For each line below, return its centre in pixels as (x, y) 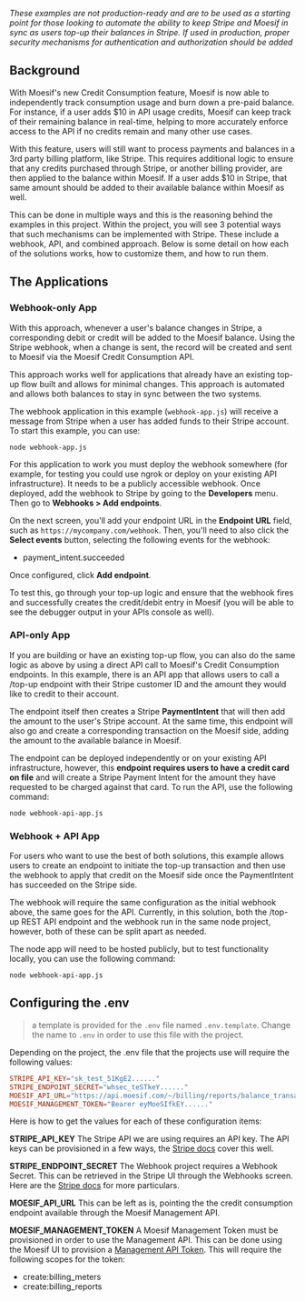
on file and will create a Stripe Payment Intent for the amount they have (143, 777)
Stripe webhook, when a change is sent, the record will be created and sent (151, 347)
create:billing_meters (62, 1277)
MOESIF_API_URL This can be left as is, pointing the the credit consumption (151, 1203)
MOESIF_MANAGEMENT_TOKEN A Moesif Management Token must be (144, 1230)
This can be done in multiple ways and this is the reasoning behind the (141, 215)
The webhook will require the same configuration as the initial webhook (143, 903)
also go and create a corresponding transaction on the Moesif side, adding (149, 730)
